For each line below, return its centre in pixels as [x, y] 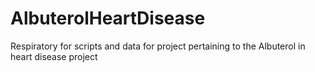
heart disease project [54, 56]
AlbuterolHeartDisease [108, 18]
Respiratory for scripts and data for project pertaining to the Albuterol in [158, 46]
